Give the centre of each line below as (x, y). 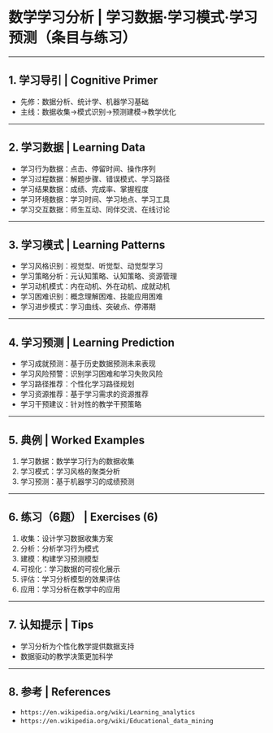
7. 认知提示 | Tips (51, 625)
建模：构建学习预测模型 (59, 558)
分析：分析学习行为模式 (59, 548)
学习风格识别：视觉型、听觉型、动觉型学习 (91, 266)
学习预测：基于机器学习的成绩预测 (77, 481)
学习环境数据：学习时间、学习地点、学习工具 (95, 199)
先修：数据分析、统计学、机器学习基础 (84, 101)
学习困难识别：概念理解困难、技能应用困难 (91, 297)
